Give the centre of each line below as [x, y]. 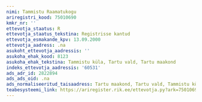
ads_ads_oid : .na [28, 79]
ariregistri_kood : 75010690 [41, 17]
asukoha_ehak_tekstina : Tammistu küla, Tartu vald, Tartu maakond [91, 62]
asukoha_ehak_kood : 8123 [37, 56]
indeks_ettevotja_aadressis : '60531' [54, 67]
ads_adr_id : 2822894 [32, 73]
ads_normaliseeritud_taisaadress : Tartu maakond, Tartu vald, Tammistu [98, 85]
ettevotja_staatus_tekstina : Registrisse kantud [68, 34]
